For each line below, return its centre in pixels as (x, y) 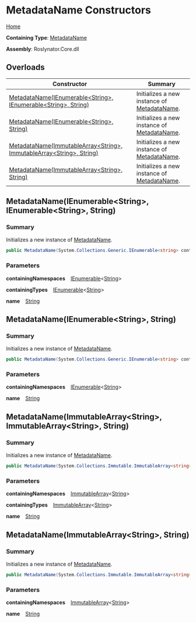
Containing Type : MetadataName (47, 37)
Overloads (25, 68)
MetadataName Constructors (79, 10)
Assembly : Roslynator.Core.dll (43, 49)
